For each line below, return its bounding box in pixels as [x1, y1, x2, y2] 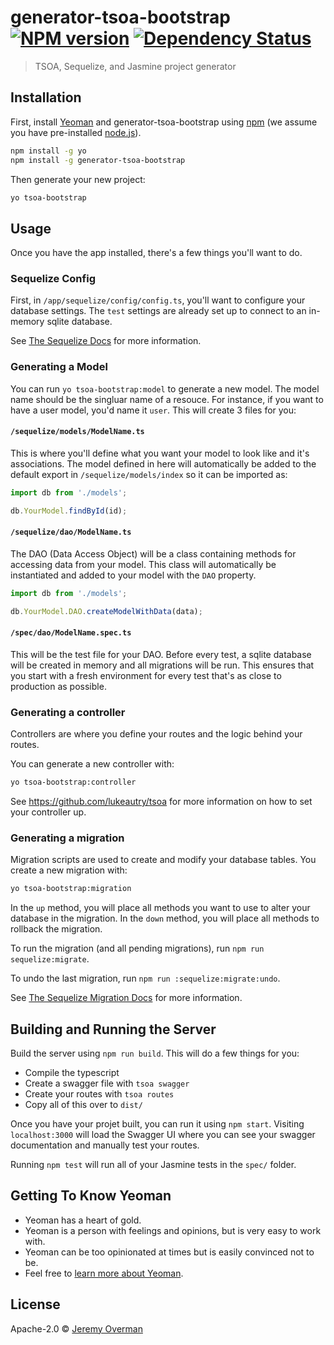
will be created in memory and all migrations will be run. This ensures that [10, 659, 315, 671]
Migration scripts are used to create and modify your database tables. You [10, 854, 317, 866]
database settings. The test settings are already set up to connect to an [10, 305, 307, 317]
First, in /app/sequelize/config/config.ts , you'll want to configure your [10, 294, 306, 306]
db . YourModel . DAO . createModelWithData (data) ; [10, 606, 203, 616]
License [10, 1296, 61, 1313]
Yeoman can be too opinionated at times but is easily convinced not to [24, 1246, 315, 1258]
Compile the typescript [24, 1067, 120, 1079]
